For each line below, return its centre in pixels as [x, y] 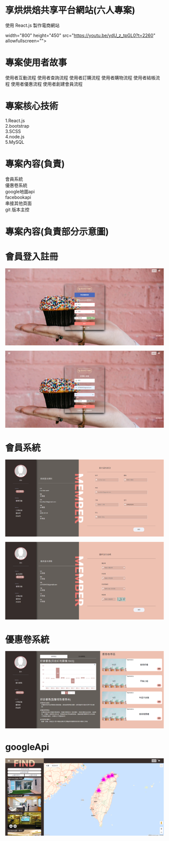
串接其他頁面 [18, 203]
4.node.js [15, 136]
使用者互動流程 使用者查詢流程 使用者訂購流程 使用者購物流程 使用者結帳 [80, 77]
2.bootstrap [17, 126]
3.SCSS [13, 131]
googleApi [27, 747]
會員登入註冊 [32, 257]
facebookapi [18, 197]
